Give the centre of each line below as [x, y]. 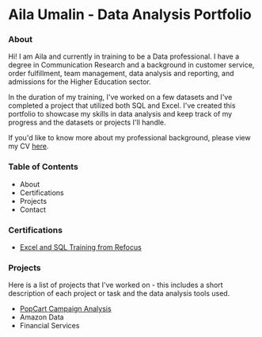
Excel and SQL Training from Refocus [81, 247]
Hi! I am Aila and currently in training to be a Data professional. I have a [124, 56]
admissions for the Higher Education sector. [80, 82]
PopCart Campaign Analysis [66, 309]
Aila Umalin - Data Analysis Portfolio [130, 15]
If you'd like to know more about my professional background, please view [129, 138]
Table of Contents [44, 167]
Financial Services [49, 326]
